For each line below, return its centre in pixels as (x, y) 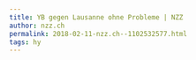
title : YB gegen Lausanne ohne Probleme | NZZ (96, 17)
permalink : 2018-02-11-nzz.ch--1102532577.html (98, 34)
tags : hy (25, 42)
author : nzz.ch (37, 26)
